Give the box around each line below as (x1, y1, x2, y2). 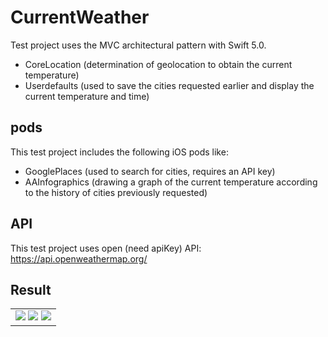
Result (10, 281, 52, 298)
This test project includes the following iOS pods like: (10, 146, 229, 158)
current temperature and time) (24, 90, 150, 102)
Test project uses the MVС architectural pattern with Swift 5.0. (10, 39, 267, 51)
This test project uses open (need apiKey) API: (10, 242, 202, 254)
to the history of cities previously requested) (24, 186, 208, 198)
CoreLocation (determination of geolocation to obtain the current (24, 58, 293, 70)
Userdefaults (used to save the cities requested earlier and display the (24, 79, 315, 91)
